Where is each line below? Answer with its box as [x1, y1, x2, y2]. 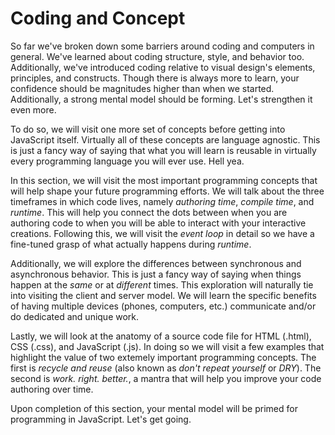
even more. [10, 103, 57, 116]
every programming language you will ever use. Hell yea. [10, 155, 245, 167]
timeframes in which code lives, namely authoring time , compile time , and [10, 195, 315, 207]
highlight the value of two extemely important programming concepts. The [10, 351, 317, 363]
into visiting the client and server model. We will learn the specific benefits [10, 289, 317, 301]
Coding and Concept [10, 7, 186, 30]
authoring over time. [10, 383, 94, 395]
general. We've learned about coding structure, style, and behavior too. [10, 50, 305, 62]
